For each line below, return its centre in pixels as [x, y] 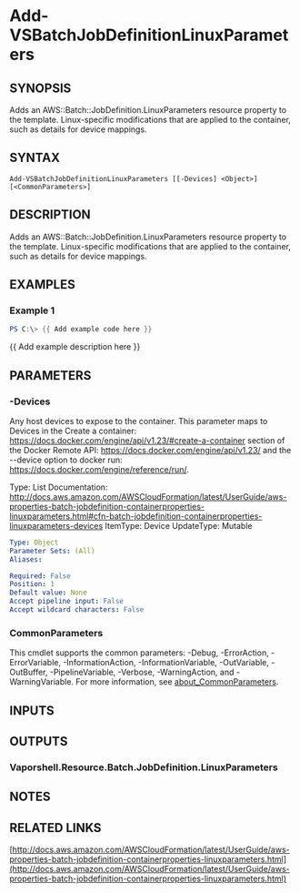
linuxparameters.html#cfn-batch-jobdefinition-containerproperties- [136, 516]
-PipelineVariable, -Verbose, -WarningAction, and [142, 672]
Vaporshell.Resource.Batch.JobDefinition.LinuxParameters [144, 767]
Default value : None [49, 593]
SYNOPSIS [40, 88]
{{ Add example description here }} [75, 347]
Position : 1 [32, 584]
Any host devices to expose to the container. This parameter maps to [139, 421]
